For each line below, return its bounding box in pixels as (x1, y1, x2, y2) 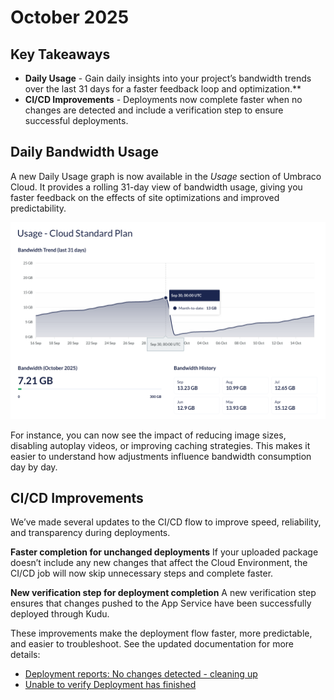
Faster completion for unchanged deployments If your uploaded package (10, 546, 319, 558)
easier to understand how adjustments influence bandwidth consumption (10, 450, 312, 462)
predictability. (10, 202, 67, 214)
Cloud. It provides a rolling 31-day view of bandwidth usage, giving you (10, 181, 303, 193)
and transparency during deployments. (10, 527, 171, 539)
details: (10, 649, 41, 661)
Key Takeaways (10, 46, 111, 63)
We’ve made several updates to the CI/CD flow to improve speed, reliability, (10, 516, 322, 528)
